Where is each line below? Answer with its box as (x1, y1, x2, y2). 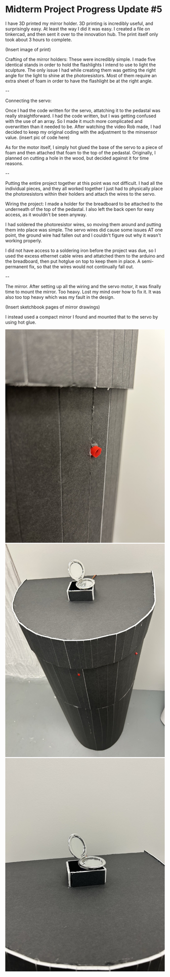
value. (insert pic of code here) (5, 134, 70, 140)
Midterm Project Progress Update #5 (5, 4, 162, 15)
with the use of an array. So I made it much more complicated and (5, 118, 143, 124)
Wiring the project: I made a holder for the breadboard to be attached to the (5, 201, 163, 207)
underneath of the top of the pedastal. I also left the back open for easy (5, 206, 154, 212)
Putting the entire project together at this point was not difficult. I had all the (5, 180, 163, 186)
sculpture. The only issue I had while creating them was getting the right (5, 67, 156, 73)
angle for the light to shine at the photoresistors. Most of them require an (5, 72, 157, 78)
